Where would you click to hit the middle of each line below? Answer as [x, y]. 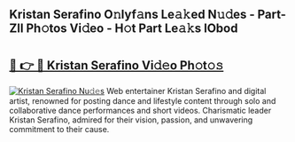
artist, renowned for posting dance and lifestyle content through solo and [143, 101]
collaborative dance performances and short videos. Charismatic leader [140, 110]
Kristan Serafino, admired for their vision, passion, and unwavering [131, 120]
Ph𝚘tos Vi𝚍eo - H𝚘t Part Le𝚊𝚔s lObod [132, 29]
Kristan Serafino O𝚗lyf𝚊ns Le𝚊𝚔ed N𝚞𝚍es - [132, 15]
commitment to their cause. [59, 129]
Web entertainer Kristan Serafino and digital [186, 91]
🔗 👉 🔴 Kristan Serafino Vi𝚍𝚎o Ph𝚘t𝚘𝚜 [116, 65]
